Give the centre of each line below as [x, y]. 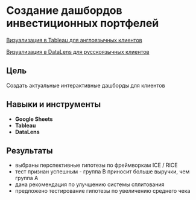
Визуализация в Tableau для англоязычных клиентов [74, 40]
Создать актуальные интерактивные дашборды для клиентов [86, 85]
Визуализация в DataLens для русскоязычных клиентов [78, 51]
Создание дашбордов [64, 11]
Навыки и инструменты [54, 104]
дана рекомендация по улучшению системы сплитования [90, 184]
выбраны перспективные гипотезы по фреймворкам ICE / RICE [96, 165]
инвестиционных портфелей [83, 23]
